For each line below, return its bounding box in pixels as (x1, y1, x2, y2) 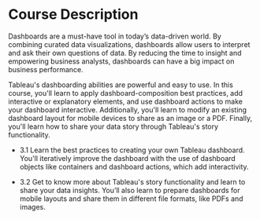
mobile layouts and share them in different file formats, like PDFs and (19, 194, 243, 203)
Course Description (8, 5, 139, 24)
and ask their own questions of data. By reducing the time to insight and (8, 48, 242, 57)
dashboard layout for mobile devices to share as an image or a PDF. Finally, (8, 113, 253, 122)
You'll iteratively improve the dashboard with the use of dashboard (19, 153, 236, 162)
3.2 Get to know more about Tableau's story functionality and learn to (19, 177, 246, 186)
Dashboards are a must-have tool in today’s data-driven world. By (8, 31, 222, 41)
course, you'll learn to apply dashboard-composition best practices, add (8, 88, 243, 97)
